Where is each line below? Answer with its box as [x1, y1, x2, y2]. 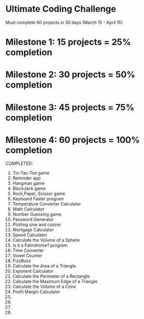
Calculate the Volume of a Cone [12, 284, 77, 290]
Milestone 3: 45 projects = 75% [5, 102, 135, 113]
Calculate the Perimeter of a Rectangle [12, 273, 90, 279]
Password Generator [12, 216, 54, 222]
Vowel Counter [12, 253, 43, 259]
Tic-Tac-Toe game [12, 170, 50, 176]
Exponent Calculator [12, 268, 54, 274]
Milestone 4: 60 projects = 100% [5, 134, 140, 145]
